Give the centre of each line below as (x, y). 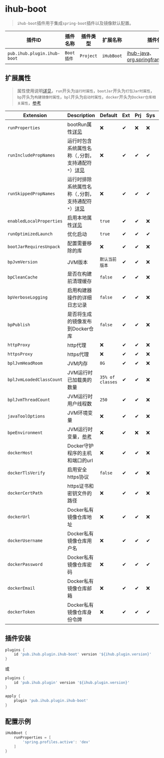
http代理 (77, 345)
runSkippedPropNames (31, 193)
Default (109, 115)
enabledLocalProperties (35, 221)
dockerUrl (19, 517)
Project (89, 56)
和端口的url (80, 460)
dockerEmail (21, 588)
